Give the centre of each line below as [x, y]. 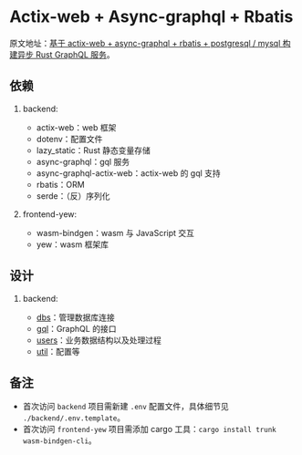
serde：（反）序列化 [73, 196]
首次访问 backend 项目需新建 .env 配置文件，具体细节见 [126, 407]
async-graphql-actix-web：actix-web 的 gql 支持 [128, 173]
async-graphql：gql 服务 [83, 161]
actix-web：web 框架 [76, 127]
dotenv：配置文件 [69, 139]
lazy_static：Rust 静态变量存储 [93, 150]
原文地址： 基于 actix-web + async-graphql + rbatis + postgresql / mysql [145, 43]
